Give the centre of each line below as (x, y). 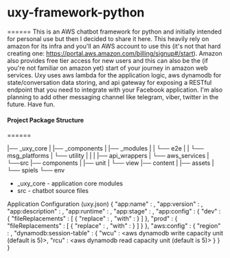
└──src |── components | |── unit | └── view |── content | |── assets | (111, 163)
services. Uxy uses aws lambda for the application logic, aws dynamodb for (114, 75)
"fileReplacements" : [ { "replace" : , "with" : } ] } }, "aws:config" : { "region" (114, 226)
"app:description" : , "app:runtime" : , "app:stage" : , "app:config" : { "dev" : (114, 211)
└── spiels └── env (36, 170)
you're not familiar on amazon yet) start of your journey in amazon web (107, 68)
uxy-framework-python (76, 13)
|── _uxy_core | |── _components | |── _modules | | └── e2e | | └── (105, 149)
